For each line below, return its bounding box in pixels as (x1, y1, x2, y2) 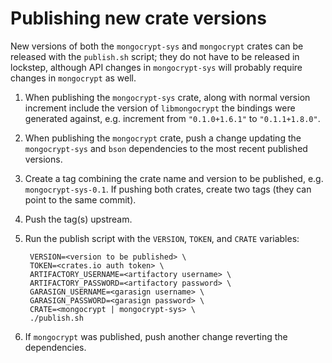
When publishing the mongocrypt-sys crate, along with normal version (24, 91, 311, 103)
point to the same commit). (24, 193, 137, 206)
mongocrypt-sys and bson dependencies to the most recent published (24, 142, 308, 154)
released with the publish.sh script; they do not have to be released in (10, 50, 300, 62)
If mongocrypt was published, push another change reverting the (24, 330, 288, 342)
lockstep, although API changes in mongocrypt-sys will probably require (10, 61, 303, 73)
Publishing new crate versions (10, 7, 267, 30)
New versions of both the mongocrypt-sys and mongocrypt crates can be (10, 40, 304, 52)
